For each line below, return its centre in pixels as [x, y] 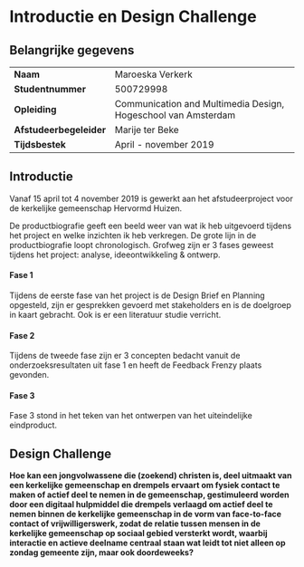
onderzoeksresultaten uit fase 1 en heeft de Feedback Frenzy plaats [136, 365]
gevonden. [29, 375]
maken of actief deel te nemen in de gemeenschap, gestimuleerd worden [149, 495]
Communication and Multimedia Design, [199, 104]
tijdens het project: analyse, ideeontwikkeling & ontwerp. [115, 255]
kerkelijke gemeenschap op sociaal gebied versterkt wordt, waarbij [138, 533]
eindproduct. [33, 425]
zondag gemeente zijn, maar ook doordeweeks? [102, 553]
